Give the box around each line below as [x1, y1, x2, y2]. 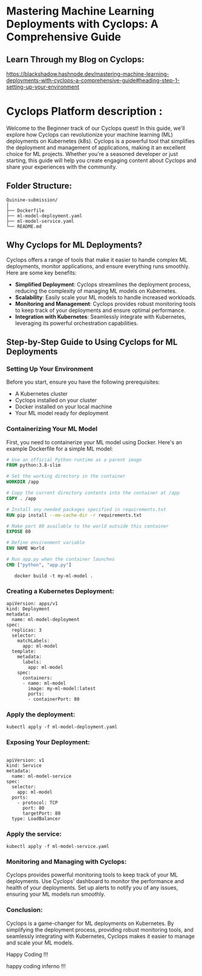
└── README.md [6, 223, 42, 229]
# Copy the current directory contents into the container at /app [6, 490, 180, 496]
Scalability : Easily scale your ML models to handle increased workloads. [15, 293, 197, 301]
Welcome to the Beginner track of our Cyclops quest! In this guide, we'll [6, 124, 186, 132]
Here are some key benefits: [6, 269, 77, 276]
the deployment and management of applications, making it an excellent [6, 144, 186, 151]
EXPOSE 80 [6, 529, 31, 535]
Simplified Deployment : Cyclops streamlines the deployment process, [15, 280, 191, 288]
